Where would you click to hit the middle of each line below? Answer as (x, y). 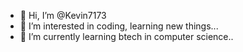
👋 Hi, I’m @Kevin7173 (63, 15)
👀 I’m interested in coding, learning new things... (119, 26)
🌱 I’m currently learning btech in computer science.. (126, 36)
